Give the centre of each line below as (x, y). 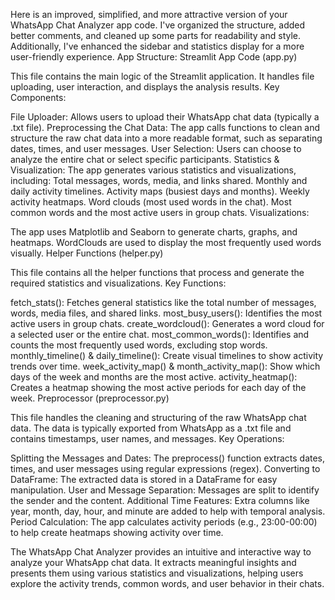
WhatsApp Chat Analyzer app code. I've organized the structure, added (158, 25)
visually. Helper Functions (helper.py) (87, 253)
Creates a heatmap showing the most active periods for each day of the (158, 387)
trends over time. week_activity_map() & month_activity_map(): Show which (165, 366)
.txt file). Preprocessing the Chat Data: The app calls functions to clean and (165, 127)
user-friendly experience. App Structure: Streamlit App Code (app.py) (154, 57)
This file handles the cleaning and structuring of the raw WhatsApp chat (158, 417)
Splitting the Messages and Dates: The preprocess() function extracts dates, (168, 458)
